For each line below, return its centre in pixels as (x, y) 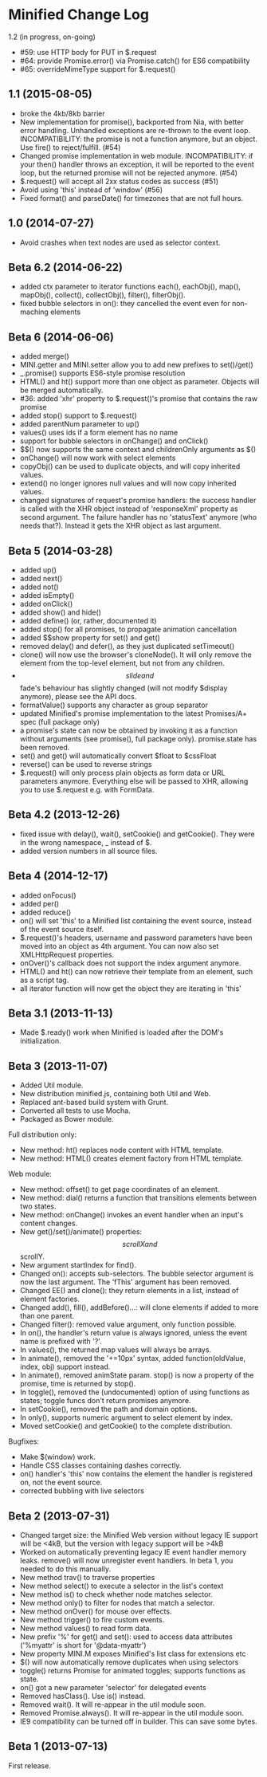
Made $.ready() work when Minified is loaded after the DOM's (122, 1032)
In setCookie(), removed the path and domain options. (108, 1409)
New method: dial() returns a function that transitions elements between (138, 1198)
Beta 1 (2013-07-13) (58, 1746)
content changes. (49, 1223)
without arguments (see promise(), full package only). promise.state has (138, 739)
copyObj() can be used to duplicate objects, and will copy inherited (130, 466)
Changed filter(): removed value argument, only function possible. (128, 1324)
